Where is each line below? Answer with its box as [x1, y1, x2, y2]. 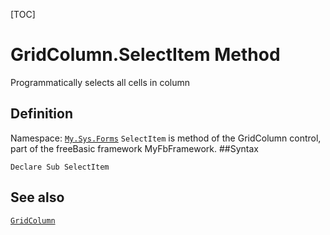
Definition [10, 105, 73, 123]
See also [10, 189, 65, 206]
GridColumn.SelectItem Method [10, 44, 281, 66]
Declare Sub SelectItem [10, 162, 110, 172]
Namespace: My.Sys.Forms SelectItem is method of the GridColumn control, [10, 132, 322, 144]
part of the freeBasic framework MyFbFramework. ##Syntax [10, 142, 259, 154]
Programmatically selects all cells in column [10, 76, 191, 88]
